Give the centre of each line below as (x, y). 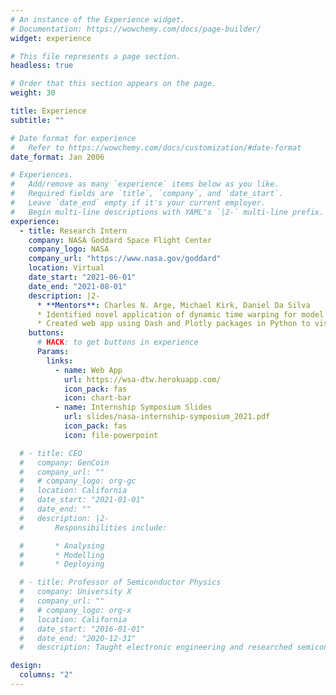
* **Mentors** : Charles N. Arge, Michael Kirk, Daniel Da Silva (173, 305)
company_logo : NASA (69, 249)
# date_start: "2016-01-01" (82, 629)
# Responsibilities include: (93, 527)
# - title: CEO (51, 453)
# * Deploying (62, 564)
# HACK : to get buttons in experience (117, 342)
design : (26, 666)
